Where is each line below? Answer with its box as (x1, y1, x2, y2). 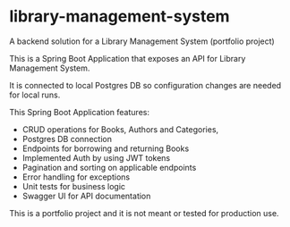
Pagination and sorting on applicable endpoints (21, 162, 197, 172)
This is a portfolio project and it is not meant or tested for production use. (9, 207, 279, 218)
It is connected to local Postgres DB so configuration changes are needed (9, 80, 282, 90)
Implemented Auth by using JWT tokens (21, 152, 171, 163)
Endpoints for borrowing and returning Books (21, 143, 190, 154)
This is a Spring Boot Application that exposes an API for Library (9, 53, 246, 63)
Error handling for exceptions (21, 172, 131, 182)
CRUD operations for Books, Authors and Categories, (21, 123, 219, 135)
